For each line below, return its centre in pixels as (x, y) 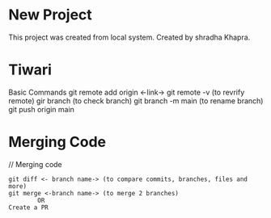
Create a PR (28, 208)
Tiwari (30, 70)
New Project (51, 15)
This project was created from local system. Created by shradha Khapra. (129, 37)
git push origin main (42, 109)
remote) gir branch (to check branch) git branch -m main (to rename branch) (136, 101)
